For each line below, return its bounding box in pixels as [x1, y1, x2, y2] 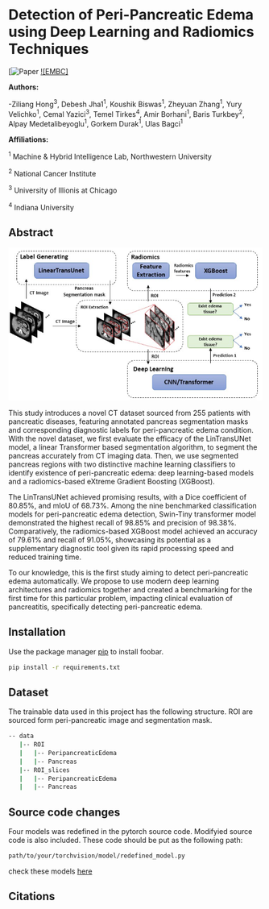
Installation [8, 625, 66, 639]
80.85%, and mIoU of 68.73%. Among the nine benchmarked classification [8, 500, 258, 510]
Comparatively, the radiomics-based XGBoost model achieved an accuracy [8, 526, 258, 536]
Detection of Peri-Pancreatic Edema [8, 6, 254, 24]
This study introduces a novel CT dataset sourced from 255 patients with [8, 408, 251, 417]
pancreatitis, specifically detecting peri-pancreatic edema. [8, 602, 203, 612]
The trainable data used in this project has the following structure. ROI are [8, 707, 254, 716]
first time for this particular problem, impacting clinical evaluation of [8, 593, 234, 603]
